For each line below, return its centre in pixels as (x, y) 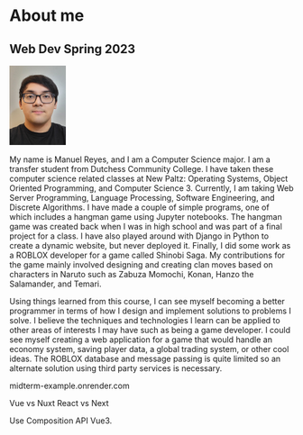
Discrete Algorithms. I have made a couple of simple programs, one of (139, 207)
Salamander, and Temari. (55, 284)
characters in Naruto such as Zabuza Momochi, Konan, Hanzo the (132, 275)
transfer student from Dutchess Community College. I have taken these (142, 169)
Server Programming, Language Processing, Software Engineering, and (142, 198)
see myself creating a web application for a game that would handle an (141, 340)
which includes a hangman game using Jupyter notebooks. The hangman (146, 217)
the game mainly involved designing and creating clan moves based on (141, 265)
